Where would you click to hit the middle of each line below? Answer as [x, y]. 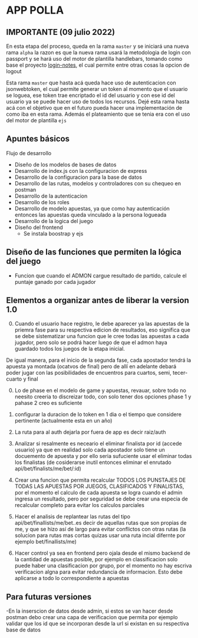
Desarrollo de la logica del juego [54, 221]
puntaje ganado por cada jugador [55, 282]
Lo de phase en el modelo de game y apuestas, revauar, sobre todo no [100, 391]
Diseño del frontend [39, 227]
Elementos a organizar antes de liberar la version [98, 301]
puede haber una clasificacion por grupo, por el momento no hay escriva [103, 566]
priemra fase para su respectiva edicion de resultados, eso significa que [102, 330]
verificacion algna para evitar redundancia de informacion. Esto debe [98, 572]
